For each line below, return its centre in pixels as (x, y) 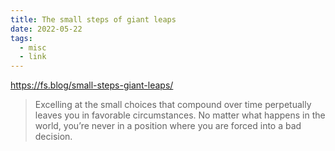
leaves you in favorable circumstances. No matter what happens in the (180, 115)
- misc (33, 47)
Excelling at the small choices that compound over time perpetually (173, 105)
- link (33, 57)
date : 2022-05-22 (46, 29)
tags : (21, 38)
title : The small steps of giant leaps (93, 19)
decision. (53, 137)
